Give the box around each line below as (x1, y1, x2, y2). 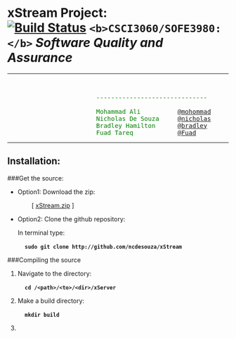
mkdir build (24, 311, 60, 318)
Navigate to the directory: (17, 269, 92, 278)
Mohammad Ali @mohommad (96, 108, 211, 115)
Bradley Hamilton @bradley (96, 122, 208, 129)
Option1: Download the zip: (17, 188, 96, 196)
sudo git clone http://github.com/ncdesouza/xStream (24, 243, 183, 250)
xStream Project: (7, 5, 107, 21)
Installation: (7, 155, 61, 167)
